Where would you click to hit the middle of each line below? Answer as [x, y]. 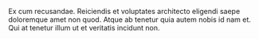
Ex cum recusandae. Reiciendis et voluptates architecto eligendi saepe [124, 11]
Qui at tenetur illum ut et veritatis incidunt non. [84, 28]
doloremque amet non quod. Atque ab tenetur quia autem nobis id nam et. [129, 19]
